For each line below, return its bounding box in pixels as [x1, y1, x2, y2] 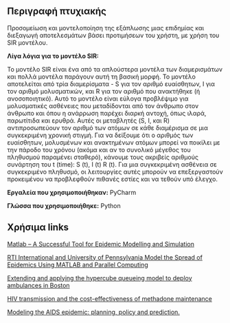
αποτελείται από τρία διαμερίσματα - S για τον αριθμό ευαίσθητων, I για [7, 79, 215, 88]
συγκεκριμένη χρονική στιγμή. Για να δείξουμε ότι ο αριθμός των [7, 131, 194, 139]
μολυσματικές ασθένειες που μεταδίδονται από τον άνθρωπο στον [7, 101, 199, 110]
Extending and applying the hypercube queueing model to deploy [7, 273, 192, 282]
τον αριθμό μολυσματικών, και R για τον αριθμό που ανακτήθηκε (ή [7, 87, 200, 95]
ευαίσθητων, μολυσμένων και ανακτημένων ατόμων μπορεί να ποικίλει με [7, 138, 221, 147]
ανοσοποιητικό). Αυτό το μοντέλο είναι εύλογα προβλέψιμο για [7, 94, 189, 103]
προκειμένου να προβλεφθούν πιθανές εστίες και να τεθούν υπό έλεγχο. [7, 175, 218, 183]
